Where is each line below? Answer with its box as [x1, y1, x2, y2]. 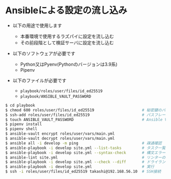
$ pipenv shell [5, 127, 38, 132]
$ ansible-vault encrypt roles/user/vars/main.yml [5, 131, 115, 136]
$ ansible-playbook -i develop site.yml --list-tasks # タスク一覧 [5, 145, 166, 151]
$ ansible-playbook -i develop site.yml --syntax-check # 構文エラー [5, 150, 166, 155]
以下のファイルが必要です [12, 77, 67, 83]
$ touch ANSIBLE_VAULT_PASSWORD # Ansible [5, 117, 163, 122]
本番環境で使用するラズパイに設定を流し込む [20, 33, 115, 39]
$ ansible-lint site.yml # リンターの [5, 155, 166, 160]
